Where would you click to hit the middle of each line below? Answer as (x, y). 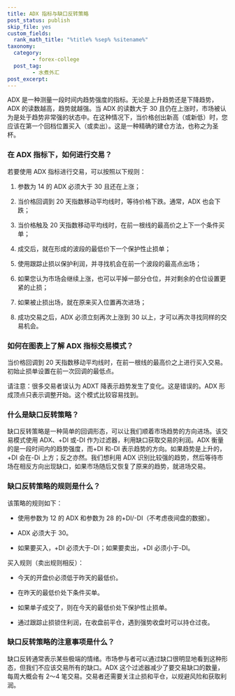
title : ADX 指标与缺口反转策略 (48, 14)
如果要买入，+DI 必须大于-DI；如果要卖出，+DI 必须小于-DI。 (106, 547)
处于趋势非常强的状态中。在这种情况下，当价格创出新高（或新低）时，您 (123, 117)
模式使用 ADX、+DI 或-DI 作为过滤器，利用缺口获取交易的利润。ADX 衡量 (118, 440)
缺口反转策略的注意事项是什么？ (61, 642)
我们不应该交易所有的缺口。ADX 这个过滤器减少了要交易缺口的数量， (124, 667)
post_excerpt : (28, 79)
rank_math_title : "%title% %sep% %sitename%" (81, 40)
